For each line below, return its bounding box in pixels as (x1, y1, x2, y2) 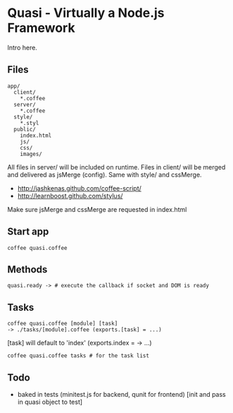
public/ (13, 126, 37, 133)
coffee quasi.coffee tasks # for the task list (7, 352, 150, 359)
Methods (7, 263, 48, 275)
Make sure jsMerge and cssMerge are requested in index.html (7, 205, 187, 213)
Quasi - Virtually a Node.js (7, 5, 165, 21)
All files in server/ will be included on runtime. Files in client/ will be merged (7, 162, 226, 171)
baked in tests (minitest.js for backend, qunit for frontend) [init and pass (17, 390, 227, 398)
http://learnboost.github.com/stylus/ (17, 191, 123, 200)
